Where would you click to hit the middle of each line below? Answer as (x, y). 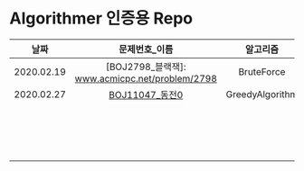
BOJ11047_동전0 (146, 94)
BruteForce (262, 71)
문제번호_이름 (146, 49)
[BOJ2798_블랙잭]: (146, 67)
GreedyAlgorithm (262, 94)
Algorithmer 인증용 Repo (101, 18)
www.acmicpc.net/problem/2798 (146, 78)
